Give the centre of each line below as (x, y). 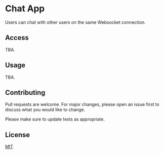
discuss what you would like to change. (45, 110)
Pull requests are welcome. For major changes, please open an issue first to (82, 105)
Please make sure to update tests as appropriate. (55, 119)
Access (17, 38)
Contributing (25, 93)
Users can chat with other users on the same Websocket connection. (75, 22)
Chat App (25, 9)
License (18, 135)
